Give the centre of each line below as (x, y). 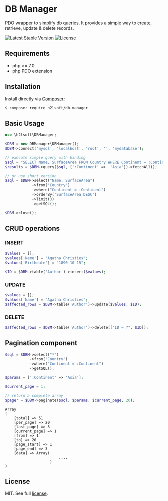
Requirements (27, 53)
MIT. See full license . (27, 493)
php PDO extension (32, 71)
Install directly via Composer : (35, 99)
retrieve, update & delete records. (40, 28)
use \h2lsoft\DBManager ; (31, 135)
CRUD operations (33, 228)
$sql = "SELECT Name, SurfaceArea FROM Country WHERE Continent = (76, 162)
